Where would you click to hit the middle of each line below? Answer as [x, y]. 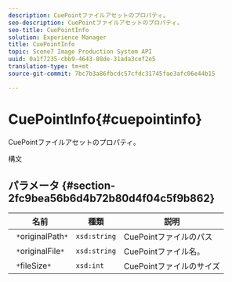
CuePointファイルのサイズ [172, 266]
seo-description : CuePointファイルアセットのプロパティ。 [96, 23]
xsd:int [90, 266]
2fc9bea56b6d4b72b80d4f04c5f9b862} [112, 198]
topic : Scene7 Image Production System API [80, 52]
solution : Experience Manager [58, 37]
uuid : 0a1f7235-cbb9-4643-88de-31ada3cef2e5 [82, 60]
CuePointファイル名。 [164, 251]
